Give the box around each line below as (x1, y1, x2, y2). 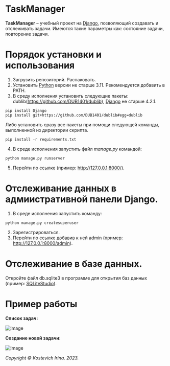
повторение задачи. (5, 31, 50, 37)
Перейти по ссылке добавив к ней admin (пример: (12, 235, 123, 241)
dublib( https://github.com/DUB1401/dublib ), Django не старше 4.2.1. (12, 98, 157, 104)
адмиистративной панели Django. (5, 194, 158, 205)
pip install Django (5, 108, 47, 113)
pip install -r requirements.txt (5, 136, 77, 142)
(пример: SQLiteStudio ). (5, 280, 57, 286)
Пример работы (5, 298, 78, 310)
